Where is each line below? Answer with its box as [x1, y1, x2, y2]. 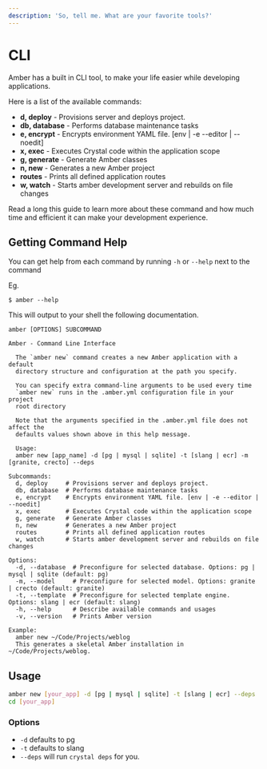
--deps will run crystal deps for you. [19, 752, 140, 762]
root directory [15, 403, 66, 411]
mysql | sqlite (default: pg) [8, 571, 110, 579]
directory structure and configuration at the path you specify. [15, 368, 238, 376]
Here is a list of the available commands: [8, 97, 142, 106]
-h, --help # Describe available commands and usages [15, 605, 217, 614]
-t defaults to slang [19, 743, 85, 753]
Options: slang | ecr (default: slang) [8, 599, 141, 607]
